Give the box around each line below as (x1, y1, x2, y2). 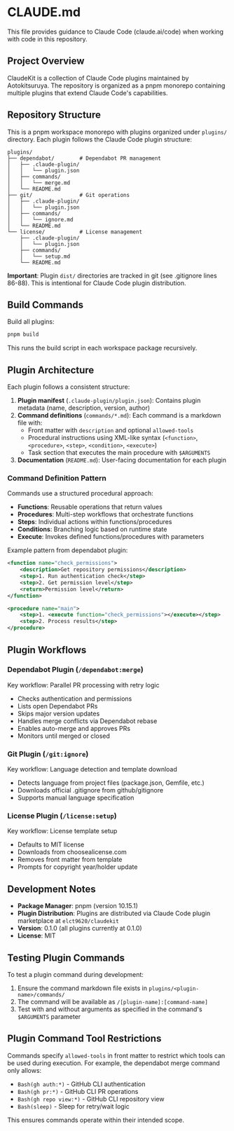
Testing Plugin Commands (7, 952, 125, 964)
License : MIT (17, 931, 56, 940)
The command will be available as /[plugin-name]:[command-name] (17, 998, 208, 1006)
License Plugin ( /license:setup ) (7, 811, 117, 821)
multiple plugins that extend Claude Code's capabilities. (7, 88, 168, 97)
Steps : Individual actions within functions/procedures (17, 518, 172, 526)
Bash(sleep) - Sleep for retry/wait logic (17, 1102, 130, 1111)
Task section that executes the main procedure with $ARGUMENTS (27, 448, 211, 457)
